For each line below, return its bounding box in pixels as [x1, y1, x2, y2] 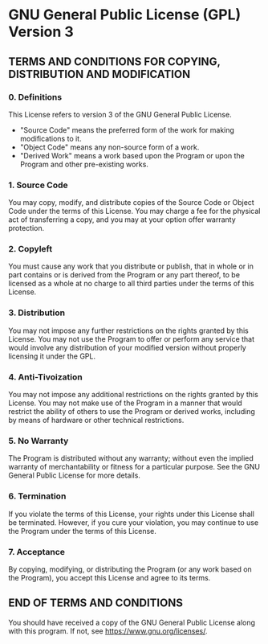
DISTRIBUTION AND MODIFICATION [8, 67, 191, 81]
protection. [8, 224, 45, 233]
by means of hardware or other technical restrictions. [8, 416, 185, 425]
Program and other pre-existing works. [19, 159, 148, 169]
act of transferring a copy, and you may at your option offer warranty [8, 215, 237, 224]
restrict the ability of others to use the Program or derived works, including [8, 407, 255, 416]
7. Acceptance [8, 546, 66, 557]
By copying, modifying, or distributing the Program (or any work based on [8, 564, 253, 574]
